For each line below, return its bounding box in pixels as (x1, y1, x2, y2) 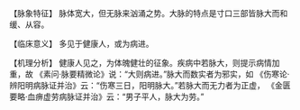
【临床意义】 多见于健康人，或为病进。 (9, 39, 154, 49)
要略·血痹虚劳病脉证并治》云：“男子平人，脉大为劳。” (9, 91, 205, 102)
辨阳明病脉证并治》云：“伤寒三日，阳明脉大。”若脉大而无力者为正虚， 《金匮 (9, 80, 291, 90)
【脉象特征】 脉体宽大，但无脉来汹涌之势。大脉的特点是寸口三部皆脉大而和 (9, 8, 288, 18)
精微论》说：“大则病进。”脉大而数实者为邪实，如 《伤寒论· (76, 69, 290, 79)
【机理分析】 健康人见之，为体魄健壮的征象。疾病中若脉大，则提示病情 (9, 58, 272, 68)
